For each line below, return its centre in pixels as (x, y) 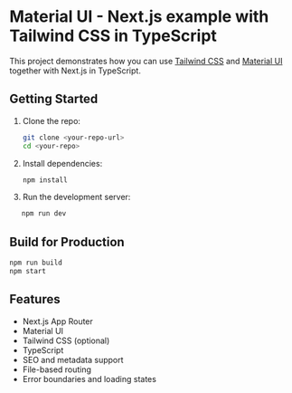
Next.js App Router (57, 321)
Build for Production (67, 242)
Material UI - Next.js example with (139, 17)
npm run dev (44, 214)
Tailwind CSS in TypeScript (113, 36)
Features (35, 299)
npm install (45, 180)
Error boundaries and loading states (89, 379)
